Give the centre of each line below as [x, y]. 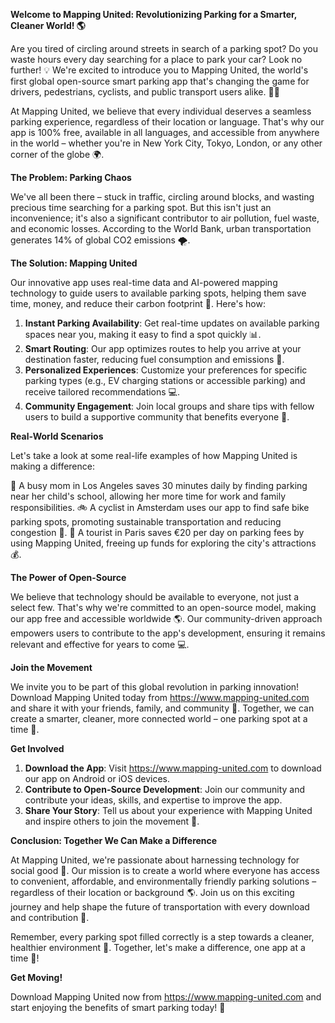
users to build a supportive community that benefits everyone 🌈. [157, 417]
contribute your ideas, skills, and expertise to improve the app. [153, 800]
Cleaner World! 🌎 [48, 25]
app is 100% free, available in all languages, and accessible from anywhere [165, 132]
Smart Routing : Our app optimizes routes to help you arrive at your [163, 348]
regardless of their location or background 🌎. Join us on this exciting [152, 892]
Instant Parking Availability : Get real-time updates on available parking [172, 323]
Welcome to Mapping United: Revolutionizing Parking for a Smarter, [154, 14]
